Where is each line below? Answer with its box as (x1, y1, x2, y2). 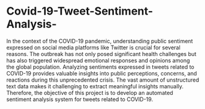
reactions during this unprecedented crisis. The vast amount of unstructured (6, 76, 199, 83)
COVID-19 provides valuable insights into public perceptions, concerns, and (6, 69, 197, 77)
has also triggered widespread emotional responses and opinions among (6, 57, 190, 64)
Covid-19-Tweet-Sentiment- (6, 4, 154, 18)
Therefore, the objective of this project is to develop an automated (6, 89, 173, 96)
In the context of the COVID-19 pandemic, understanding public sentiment (6, 37, 193, 44)
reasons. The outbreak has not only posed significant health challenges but (6, 50, 197, 57)
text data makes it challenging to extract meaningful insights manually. (6, 82, 184, 90)
